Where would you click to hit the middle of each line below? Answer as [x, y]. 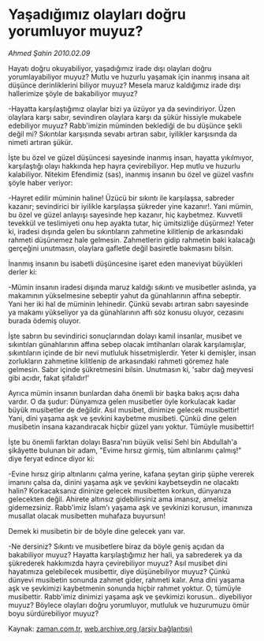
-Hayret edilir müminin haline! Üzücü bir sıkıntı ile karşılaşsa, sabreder [121, 198]
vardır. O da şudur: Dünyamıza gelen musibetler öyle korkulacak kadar [122, 401]
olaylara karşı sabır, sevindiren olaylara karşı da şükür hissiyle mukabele [125, 117]
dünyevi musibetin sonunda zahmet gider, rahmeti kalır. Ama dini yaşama [126, 580]
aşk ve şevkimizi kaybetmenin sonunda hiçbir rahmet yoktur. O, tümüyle [125, 588]
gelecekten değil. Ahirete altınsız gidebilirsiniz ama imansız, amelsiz [118, 499]
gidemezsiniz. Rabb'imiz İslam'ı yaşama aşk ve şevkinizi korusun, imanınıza [130, 507]
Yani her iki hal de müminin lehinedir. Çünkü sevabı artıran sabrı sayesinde [128, 304]
